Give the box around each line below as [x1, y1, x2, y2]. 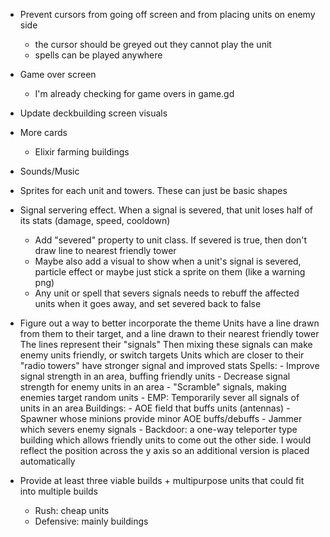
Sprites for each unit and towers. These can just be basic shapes [19, 185, 288, 196]
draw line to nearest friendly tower [34, 245, 177, 256]
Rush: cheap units [34, 505, 110, 516]
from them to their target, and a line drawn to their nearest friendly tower [19, 328, 320, 339]
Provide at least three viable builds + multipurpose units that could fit [19, 475, 305, 486]
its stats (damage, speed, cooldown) [19, 215, 171, 226]
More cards [19, 127, 68, 138]
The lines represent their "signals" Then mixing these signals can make [19, 339, 313, 350]
